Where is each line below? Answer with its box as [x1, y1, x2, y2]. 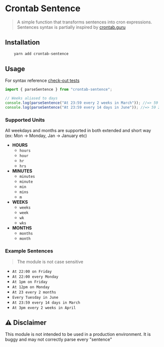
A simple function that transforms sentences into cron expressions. [17, 19, 152, 25]
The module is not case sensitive [17, 259, 83, 265]
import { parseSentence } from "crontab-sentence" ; [5, 87, 112, 92]
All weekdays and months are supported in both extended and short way [5, 128, 151, 134]
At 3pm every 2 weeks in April [12, 305, 76, 310]
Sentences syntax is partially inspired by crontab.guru [17, 24, 126, 30]
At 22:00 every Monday [12, 274, 59, 279]
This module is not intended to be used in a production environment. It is [5, 331, 151, 337]
